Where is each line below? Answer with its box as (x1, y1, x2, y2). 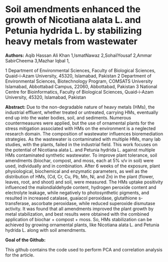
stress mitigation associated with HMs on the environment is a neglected (5, 125, 156, 132)
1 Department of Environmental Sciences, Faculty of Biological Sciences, (5, 67, 156, 74)
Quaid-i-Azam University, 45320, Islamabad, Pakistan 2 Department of (5, 73, 152, 79)
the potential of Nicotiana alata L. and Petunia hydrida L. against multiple (5, 147, 155, 153)
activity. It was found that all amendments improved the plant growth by (5, 206, 154, 212)
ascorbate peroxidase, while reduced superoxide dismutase (31, 200, 155, 206)
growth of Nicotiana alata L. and (5, 14, 141, 26)
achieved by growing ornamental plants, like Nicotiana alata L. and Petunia (5, 222, 159, 228)
